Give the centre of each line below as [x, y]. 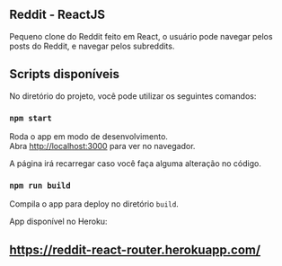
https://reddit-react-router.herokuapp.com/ [135, 249]
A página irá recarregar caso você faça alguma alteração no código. [136, 163]
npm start [31, 118]
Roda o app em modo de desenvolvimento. [89, 136]
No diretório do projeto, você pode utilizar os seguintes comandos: [133, 96]
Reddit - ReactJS [57, 15]
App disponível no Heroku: [58, 222]
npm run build [40, 185]
